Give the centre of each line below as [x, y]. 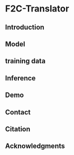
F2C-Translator [37, 9]
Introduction [25, 27]
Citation [18, 129]
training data [25, 61]
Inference [20, 78]
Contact [18, 112]
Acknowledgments [35, 146]
